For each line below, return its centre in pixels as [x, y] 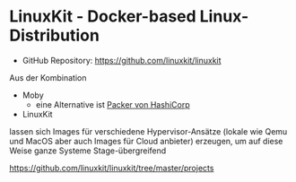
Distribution [55, 35]
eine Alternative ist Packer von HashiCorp [113, 104]
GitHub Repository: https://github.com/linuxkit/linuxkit [122, 60]
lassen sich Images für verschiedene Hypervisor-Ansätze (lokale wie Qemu [148, 131]
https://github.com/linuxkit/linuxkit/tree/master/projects [112, 168]
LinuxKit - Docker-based [103, 17]
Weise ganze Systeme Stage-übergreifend [88, 151]
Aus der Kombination [48, 77]
